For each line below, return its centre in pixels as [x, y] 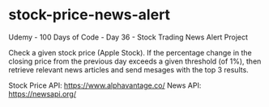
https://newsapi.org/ [43, 93]
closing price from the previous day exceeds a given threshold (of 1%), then [135, 61]
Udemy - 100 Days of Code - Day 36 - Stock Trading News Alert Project [128, 37]
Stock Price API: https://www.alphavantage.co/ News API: [105, 85]
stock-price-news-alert [90, 15]
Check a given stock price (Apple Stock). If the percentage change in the [130, 52]
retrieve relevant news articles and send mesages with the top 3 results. [128, 69]
